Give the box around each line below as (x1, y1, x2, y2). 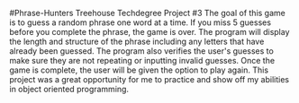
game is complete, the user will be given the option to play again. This (9, 64, 268, 75)
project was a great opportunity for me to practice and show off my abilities (9, 74, 290, 84)
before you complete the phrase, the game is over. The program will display (9, 27, 290, 37)
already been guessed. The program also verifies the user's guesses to (9, 46, 275, 56)
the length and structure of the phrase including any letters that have (9, 36, 265, 47)
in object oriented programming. (9, 84, 129, 94)
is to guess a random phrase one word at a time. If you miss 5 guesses (9, 17, 272, 28)
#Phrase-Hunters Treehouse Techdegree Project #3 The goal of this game (9, 8, 285, 18)
